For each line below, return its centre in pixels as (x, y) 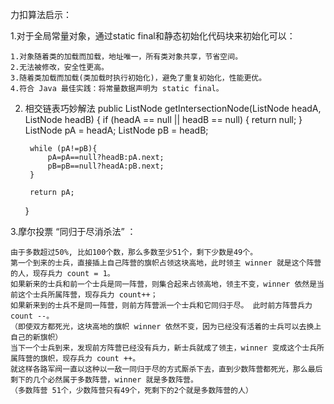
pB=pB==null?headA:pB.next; (106, 166)
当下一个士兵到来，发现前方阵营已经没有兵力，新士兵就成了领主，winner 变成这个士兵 (164, 348)
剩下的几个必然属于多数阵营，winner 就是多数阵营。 (104, 380)
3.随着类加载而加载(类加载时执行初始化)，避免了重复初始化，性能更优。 (138, 78)
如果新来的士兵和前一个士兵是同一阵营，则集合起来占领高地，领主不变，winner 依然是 (164, 284)
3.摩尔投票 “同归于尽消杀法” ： (73, 231)
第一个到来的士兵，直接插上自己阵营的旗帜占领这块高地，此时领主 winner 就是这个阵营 (166, 263)
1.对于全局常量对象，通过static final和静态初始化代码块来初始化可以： (153, 36)
